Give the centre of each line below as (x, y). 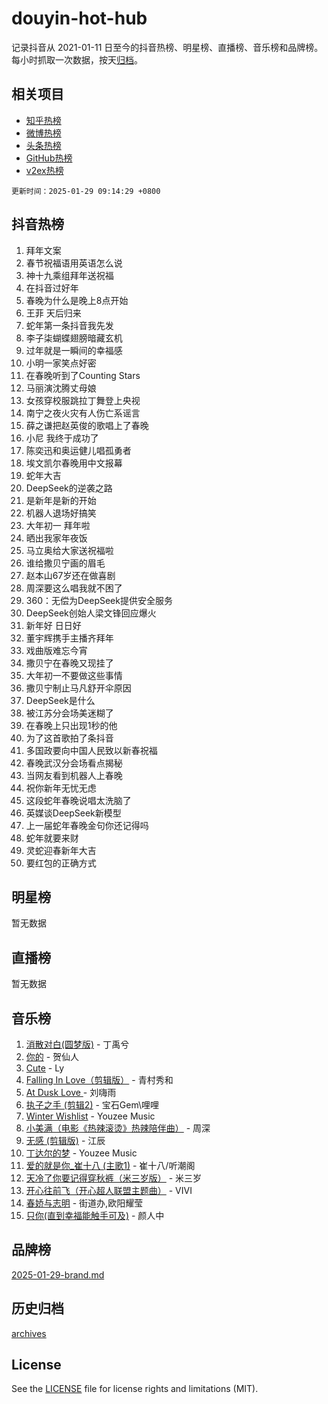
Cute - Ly (45, 1068)
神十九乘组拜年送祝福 (69, 275)
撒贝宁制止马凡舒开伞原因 (78, 688)
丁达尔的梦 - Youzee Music (81, 1153)
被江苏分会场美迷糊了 (69, 713)
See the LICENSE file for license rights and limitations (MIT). (135, 1389)
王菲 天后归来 (53, 313)
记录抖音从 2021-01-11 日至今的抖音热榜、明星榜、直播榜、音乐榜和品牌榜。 (167, 47)
